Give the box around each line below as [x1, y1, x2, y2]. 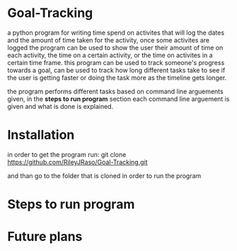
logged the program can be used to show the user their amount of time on [7, 43, 224, 52]
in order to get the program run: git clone [7, 150, 127, 158]
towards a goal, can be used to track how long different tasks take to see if [7, 66, 226, 74]
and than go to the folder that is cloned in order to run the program [7, 171, 202, 180]
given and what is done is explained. [7, 102, 114, 110]
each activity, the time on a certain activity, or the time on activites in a [7, 51, 214, 59]
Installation [7, 127, 75, 143]
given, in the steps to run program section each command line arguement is [7, 94, 230, 103]
